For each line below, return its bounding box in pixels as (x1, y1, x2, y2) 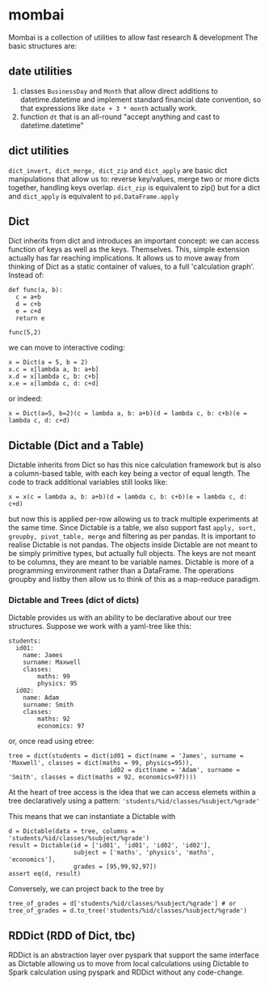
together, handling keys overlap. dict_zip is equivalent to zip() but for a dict (8, 182, 261, 192)
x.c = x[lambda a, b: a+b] (8, 366, 99, 374)
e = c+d (15, 308, 42, 316)
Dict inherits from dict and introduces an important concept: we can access (8, 236, 260, 246)
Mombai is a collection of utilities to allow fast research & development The (8, 32, 258, 42)
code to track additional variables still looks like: (8, 478, 168, 487)
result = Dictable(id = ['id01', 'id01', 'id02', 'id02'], (8, 842, 212, 850)
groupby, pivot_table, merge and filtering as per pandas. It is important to (8, 532, 256, 541)
